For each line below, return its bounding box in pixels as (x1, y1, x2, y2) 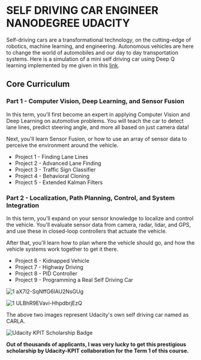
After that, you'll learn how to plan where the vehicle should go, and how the (6, 239, 195, 246)
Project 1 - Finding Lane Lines (14, 153, 89, 160)
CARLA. (6, 317, 26, 325)
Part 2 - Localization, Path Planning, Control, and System (6, 193, 175, 202)
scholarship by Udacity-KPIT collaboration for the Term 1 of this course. (6, 347, 189, 354)
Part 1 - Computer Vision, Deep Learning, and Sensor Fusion (6, 97, 185, 106)
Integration (6, 201, 40, 209)
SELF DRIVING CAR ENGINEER (6, 4, 159, 17)
